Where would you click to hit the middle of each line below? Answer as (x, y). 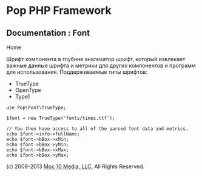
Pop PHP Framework (59, 11)
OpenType (28, 90)
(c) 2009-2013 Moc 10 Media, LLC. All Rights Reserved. (75, 166)
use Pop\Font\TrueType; (36, 108)
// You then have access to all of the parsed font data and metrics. (97, 129)
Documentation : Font (48, 33)
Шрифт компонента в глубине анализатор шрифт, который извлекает (96, 59)
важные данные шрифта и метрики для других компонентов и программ (101, 65)
